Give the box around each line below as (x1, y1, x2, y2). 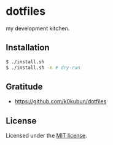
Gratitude (6, 81, 44, 92)
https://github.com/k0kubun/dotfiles (14, 98, 107, 105)
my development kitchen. (6, 25, 70, 32)
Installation (6, 42, 50, 53)
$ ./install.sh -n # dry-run (6, 65, 80, 71)
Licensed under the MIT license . (6, 132, 87, 139)
